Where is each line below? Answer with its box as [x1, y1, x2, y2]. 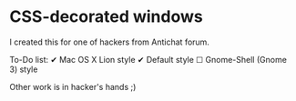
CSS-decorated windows [9, 6, 203, 27]
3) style [9, 64, 38, 75]
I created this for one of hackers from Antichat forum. [9, 36, 209, 47]
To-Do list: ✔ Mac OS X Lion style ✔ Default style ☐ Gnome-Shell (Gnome [9, 54, 287, 65]
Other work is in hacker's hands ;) [9, 81, 137, 92]
